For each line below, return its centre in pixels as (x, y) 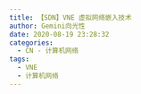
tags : (19, 59)
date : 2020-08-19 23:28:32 (59, 34)
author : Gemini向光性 (47, 26)
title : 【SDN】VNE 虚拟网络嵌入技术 (70, 17)
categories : (31, 43)
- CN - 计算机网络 (48, 51)
